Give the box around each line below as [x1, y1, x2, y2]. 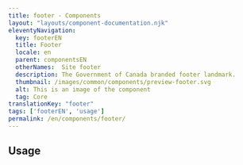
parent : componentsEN [15, 56, 87, 64]
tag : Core [15, 93, 48, 101]
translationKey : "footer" [8, 100, 94, 108]
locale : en [15, 48, 52, 56]
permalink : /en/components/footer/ [8, 115, 126, 123]
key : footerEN [15, 33, 62, 42]
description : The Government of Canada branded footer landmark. [15, 71, 237, 79]
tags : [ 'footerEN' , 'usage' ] [8, 108, 105, 116]
